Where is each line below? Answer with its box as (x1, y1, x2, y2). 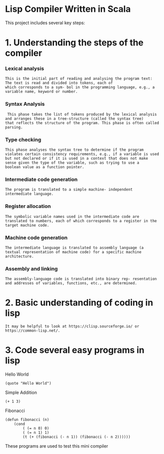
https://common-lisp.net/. (5, 328, 60, 333)
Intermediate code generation (5, 176, 78, 183)
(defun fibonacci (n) (5, 418, 50, 422)
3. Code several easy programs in (5, 345, 145, 356)
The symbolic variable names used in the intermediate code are (5, 214, 139, 219)
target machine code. (5, 223, 50, 228)
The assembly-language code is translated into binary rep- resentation (5, 277, 157, 281)
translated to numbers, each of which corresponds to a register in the (5, 218, 157, 223)
